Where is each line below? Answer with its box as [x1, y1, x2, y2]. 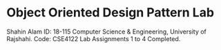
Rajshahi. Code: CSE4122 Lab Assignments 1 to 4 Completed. [6, 34, 181, 42]
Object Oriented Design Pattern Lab [6, 5, 215, 21]
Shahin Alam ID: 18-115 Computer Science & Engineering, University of [6, 27, 206, 36]
